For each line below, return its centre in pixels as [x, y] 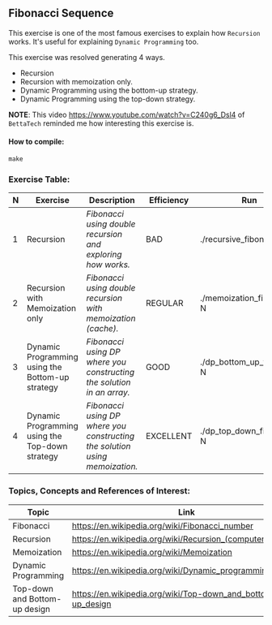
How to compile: [36, 142]
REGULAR [164, 304]
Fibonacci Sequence [61, 13]
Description [112, 200]
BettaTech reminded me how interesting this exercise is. [101, 123]
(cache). [102, 329]
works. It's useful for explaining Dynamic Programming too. [104, 41]
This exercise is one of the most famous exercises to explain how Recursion [134, 32]
